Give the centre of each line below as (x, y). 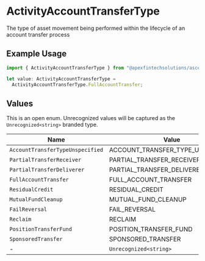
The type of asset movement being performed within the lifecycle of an (96, 28)
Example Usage (37, 54)
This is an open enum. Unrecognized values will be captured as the (91, 118)
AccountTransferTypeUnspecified (56, 150)
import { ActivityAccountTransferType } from (65, 68)
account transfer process (38, 34)
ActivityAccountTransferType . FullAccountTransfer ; (77, 84)
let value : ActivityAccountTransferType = (61, 79)
